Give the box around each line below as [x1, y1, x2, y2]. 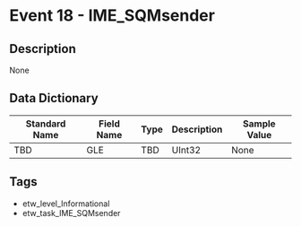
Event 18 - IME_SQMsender [9, 5, 215, 26]
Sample [243, 117, 276, 130]
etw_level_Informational [21, 198, 110, 209]
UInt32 [171, 143, 202, 156]
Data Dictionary [9, 91, 99, 106]
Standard [25, 117, 66, 130]
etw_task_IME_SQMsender [21, 207, 121, 218]
